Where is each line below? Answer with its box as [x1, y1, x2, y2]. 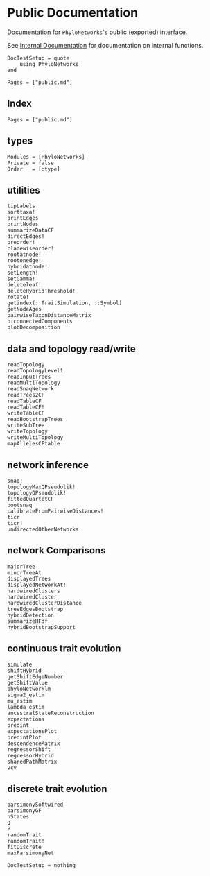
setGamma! [7, 275, 36, 282]
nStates [7, 814, 30, 821]
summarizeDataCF [7, 227, 54, 234]
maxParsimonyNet [7, 850, 54, 857]
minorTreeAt [7, 569, 42, 576]
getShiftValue [7, 679, 49, 686]
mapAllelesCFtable [7, 440, 60, 447]
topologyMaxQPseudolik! [7, 483, 76, 490]
